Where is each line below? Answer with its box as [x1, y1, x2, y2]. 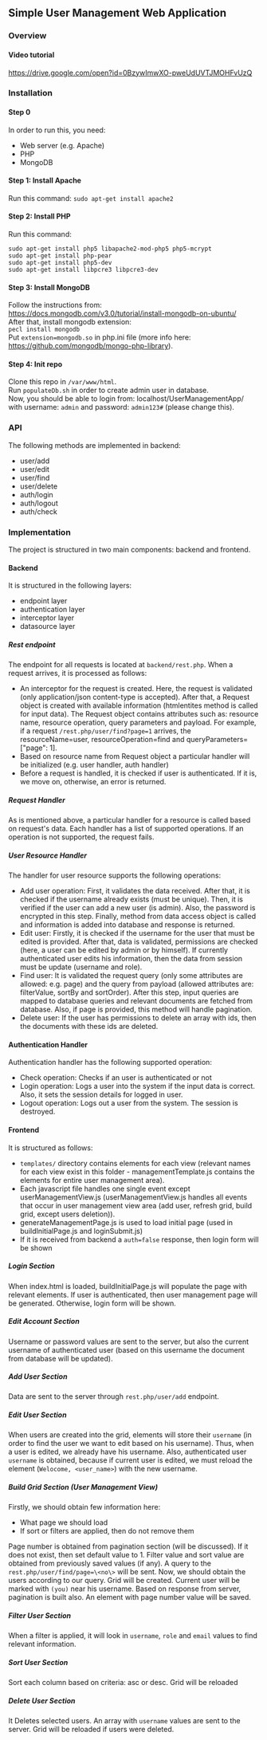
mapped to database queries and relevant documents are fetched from [19, 996, 253, 1006]
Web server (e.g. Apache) [19, 140, 105, 150]
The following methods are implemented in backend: [8, 440, 181, 450]
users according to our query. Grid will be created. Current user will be [8, 1576, 241, 1585]
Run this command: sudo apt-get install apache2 [8, 193, 174, 202]
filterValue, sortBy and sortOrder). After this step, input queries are [19, 988, 239, 997]
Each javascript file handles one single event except [19, 1184, 191, 1193]
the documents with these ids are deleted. [19, 1022, 159, 1031]
